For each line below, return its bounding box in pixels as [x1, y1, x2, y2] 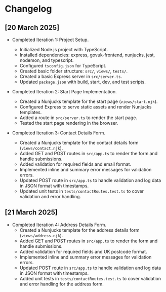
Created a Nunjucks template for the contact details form [19, 140, 139, 145]
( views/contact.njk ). [19, 145, 63, 151]
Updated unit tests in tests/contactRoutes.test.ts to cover [19, 188, 144, 194]
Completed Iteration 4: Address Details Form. [12, 222, 107, 228]
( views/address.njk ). [19, 232, 63, 238]
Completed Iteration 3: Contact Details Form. [12, 130, 106, 136]
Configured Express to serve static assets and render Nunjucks [19, 104, 152, 109]
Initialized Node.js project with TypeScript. [19, 47, 108, 52]
